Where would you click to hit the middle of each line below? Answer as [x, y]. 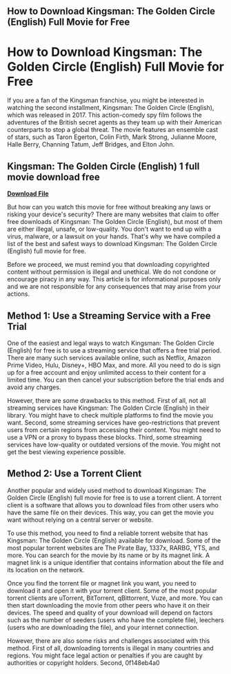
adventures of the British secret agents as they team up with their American [114, 122]
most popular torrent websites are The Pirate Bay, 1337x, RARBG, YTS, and [113, 547]
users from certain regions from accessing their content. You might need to [114, 430]
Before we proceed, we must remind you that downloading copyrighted [109, 265]
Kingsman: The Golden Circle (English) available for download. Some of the [114, 540]
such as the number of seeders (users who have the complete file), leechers [115, 620]
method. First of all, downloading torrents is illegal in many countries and [110, 648]
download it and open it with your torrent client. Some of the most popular [112, 590]
